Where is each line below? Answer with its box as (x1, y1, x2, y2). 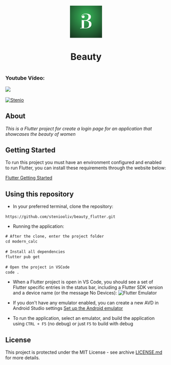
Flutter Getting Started (5, 175, 53, 181)
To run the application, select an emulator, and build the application (12, 315, 155, 321)
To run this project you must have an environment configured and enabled (5, 159, 162, 166)
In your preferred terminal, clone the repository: (12, 204, 114, 210)
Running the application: (12, 223, 65, 229)
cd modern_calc (5, 239, 38, 244)
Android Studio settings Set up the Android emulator (12, 305, 123, 312)
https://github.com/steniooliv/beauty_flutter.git (5, 214, 116, 220)
